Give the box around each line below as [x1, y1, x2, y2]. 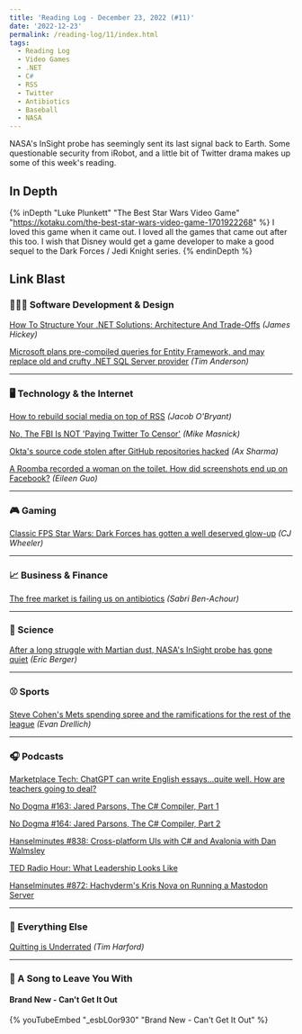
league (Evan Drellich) [9, 719, 92, 730]
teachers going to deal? [9, 784, 97, 795]
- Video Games [17, 55, 70, 64]
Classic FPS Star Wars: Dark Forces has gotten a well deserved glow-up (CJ [9, 528, 292, 539]
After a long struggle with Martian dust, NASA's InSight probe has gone [9, 644, 272, 655]
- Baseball [17, 105, 58, 114]
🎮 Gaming [9, 504, 57, 517]
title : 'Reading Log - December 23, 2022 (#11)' [9, 13, 195, 22]
